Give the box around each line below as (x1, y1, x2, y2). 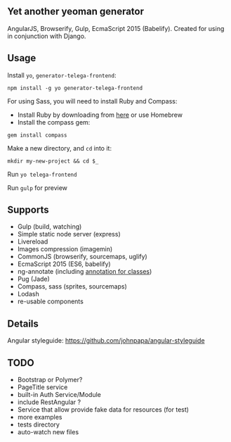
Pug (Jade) (17, 274, 51, 284)
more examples (17, 413, 62, 422)
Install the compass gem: (17, 118, 91, 126)
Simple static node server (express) (17, 230, 121, 239)
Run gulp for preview (7, 183, 68, 192)
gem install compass (7, 132, 68, 139)
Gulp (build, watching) (17, 222, 82, 231)
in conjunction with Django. (7, 32, 86, 40)
